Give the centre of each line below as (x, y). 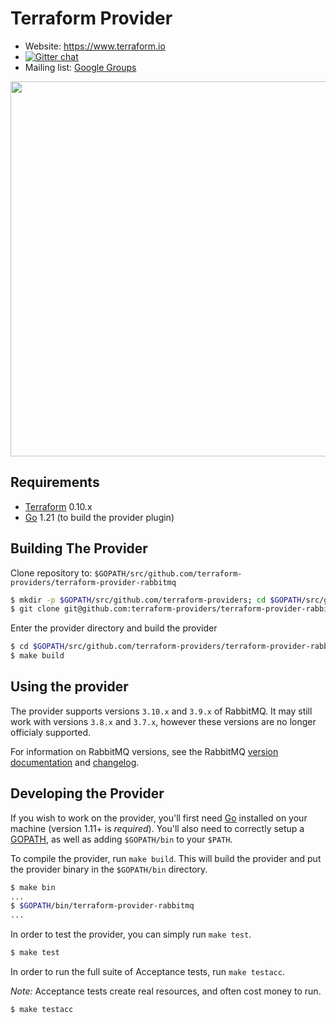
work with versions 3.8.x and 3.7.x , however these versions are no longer (163, 721)
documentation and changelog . (75, 762)
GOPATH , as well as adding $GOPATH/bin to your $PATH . (121, 839)
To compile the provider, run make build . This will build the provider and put (166, 858)
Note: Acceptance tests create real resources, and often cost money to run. (166, 991)
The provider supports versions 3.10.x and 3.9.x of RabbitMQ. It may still (161, 711)
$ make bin (33, 887)
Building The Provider (79, 548)
